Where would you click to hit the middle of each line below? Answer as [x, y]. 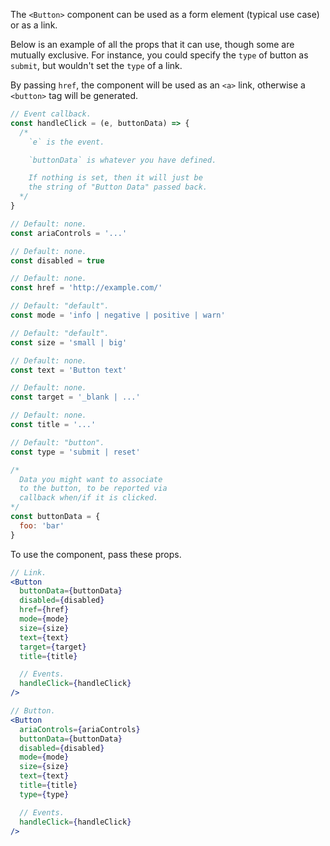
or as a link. [34, 25]
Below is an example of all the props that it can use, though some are [152, 44]
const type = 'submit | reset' [75, 452]
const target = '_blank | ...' [75, 397]
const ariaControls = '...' [69, 233]
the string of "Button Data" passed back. [118, 187]
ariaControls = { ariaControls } [80, 729]
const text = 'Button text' [69, 370]
